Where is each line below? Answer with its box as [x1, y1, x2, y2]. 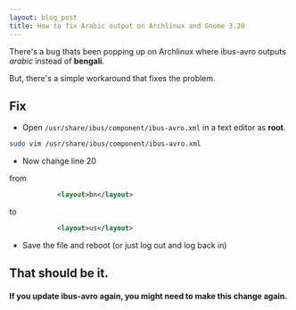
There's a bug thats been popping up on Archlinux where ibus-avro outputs [9, 46, 287, 56]
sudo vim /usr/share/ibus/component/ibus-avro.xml [9, 139, 201, 148]
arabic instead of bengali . [9, 55, 105, 66]
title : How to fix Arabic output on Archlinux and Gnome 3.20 [9, 21, 245, 30]
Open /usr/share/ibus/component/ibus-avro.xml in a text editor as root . [21, 122, 286, 133]
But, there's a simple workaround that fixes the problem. [9, 72, 216, 83]
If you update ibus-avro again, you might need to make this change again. [9, 290, 288, 301]
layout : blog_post [9, 13, 78, 22]
